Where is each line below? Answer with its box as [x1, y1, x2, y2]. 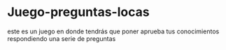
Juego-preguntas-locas [7, 4, 150, 20]
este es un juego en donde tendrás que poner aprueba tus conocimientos [7, 27, 220, 35]
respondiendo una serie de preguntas [7, 34, 116, 42]
